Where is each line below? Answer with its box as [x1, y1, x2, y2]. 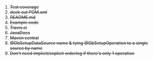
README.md [9, 15, 36, 20]
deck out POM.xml [9, 9, 48, 15]
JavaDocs [9, 30, 30, 35]
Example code [9, 19, 39, 25]
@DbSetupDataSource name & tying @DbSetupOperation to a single [9, 40, 148, 46]
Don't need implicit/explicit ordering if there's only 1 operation [9, 50, 135, 56]
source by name [9, 46, 43, 51]
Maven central [9, 35, 39, 41]
